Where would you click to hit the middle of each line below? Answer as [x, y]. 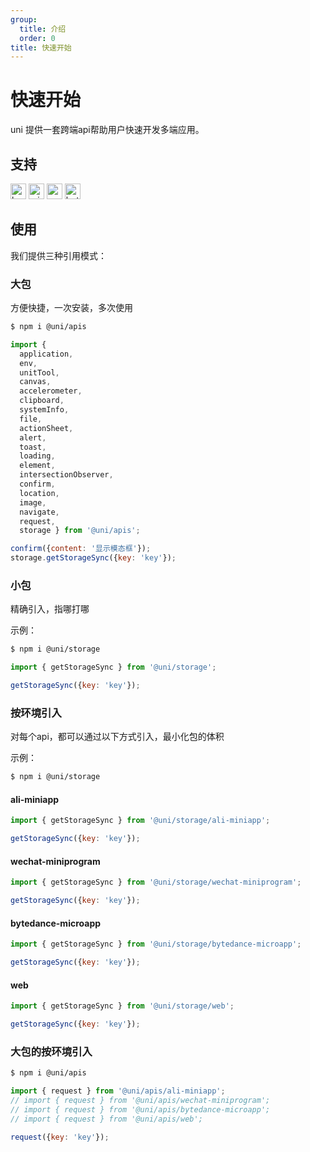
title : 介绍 [43, 29]
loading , [37, 456]
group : [24, 19]
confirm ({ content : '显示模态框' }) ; [81, 549]
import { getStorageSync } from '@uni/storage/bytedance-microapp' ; [156, 944]
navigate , [39, 512]
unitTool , [39, 372]
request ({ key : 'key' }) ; [60, 1137]
